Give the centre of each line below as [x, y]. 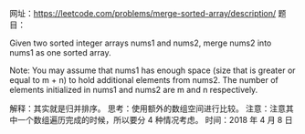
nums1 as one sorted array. [60, 52]
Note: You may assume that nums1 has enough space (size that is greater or [152, 70]
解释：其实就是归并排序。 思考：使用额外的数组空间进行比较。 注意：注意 [147, 108]
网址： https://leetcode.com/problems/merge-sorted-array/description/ [143, 13]
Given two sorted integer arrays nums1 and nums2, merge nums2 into [141, 43]
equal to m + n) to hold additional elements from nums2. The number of [144, 80]
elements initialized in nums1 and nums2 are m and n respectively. [134, 90]
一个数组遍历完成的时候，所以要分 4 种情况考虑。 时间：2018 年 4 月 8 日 [155, 120]
